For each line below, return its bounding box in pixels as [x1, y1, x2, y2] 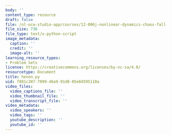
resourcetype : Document [5, 70, 56, 75]
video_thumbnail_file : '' [10, 93, 66, 99]
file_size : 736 [5, 27, 38, 32]
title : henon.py [5, 74, 40, 80]
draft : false [5, 17, 33, 22]
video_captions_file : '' [10, 88, 63, 94]
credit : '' [10, 46, 33, 51]
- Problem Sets [5, 60, 38, 65]
